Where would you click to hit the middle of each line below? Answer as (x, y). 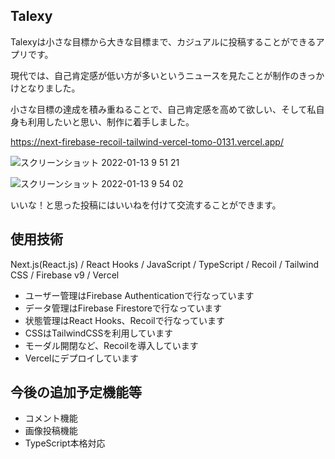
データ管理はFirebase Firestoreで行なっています (123, 308)
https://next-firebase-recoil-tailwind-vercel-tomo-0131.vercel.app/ (147, 141)
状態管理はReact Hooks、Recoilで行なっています (124, 320)
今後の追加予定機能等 (76, 392)
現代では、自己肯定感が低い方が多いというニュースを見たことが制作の (154, 75)
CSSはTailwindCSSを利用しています (99, 333)
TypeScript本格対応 (65, 443)
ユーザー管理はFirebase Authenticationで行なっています (139, 295)
